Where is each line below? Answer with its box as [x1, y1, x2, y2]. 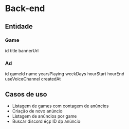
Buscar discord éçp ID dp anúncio [12, 118, 81, 124]
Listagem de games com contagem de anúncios [12, 103, 109, 109]
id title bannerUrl [5, 48, 39, 53]
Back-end [5, 3, 45, 14]
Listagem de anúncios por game [12, 113, 77, 119]
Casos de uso [5, 90, 47, 98]
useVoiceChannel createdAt [5, 76, 61, 82]
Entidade [5, 22, 33, 31]
